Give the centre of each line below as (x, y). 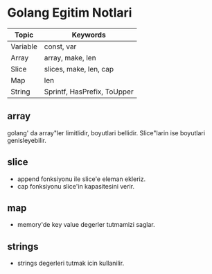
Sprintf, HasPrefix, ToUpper (89, 92)
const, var (60, 46)
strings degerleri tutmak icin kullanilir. (71, 263)
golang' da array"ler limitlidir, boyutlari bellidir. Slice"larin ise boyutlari (106, 132)
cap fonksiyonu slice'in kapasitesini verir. (76, 186)
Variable (24, 46)
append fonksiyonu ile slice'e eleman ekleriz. (81, 179)
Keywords (89, 35)
